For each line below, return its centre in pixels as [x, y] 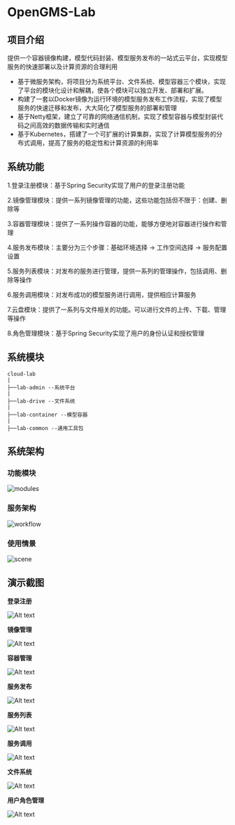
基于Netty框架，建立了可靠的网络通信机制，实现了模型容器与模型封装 [117, 117]
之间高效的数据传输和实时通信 [66, 125]
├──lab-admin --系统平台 [41, 387]
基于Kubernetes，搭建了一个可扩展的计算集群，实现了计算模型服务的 [117, 134]
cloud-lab [22, 374]
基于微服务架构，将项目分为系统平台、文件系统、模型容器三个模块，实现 [121, 82]
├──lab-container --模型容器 [48, 415]
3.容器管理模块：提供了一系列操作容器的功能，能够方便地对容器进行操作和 [114, 223]
